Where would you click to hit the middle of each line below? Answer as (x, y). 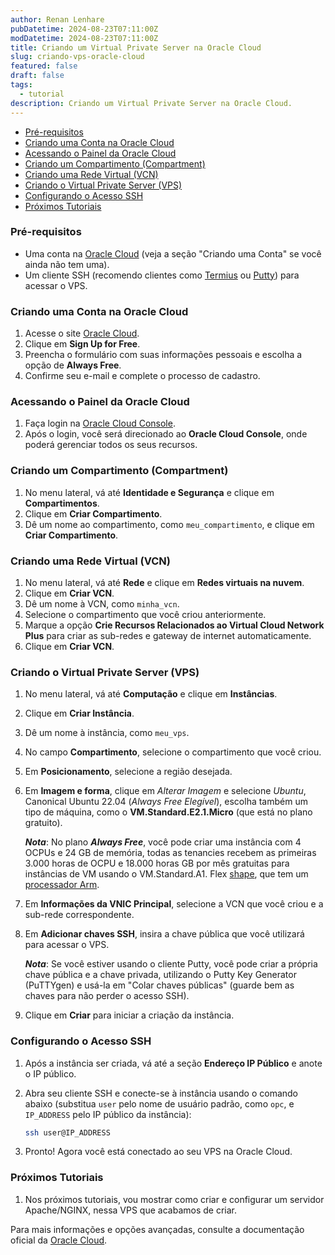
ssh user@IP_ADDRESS (67, 1132)
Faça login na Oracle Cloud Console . (100, 423)
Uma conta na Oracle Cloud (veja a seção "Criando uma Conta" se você (173, 253)
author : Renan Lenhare (57, 19)
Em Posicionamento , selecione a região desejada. (128, 772)
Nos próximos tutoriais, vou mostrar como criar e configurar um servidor (174, 1199)
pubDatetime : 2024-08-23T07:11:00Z (84, 29)
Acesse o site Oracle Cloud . (82, 333)
